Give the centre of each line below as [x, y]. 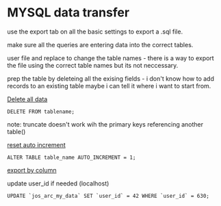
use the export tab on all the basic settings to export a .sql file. [95, 31]
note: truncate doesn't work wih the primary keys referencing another [105, 124]
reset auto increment [37, 144]
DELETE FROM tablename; [41, 112]
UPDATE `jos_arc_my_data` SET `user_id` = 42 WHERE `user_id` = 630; [108, 196]
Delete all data [27, 99]
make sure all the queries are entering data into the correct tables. [100, 44]
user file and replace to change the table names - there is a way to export [110, 58]
